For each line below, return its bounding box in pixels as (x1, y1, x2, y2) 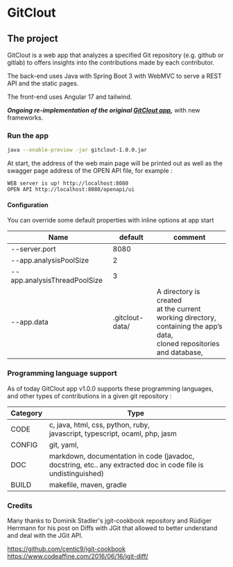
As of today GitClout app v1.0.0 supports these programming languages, (7, 384, 214, 393)
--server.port (10, 245, 57, 254)
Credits (7, 500, 33, 510)
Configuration (7, 200, 49, 209)
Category (10, 408, 43, 418)
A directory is (156, 287, 200, 297)
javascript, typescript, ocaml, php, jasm (49, 429, 177, 438)
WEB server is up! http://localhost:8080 (7, 180, 129, 187)
